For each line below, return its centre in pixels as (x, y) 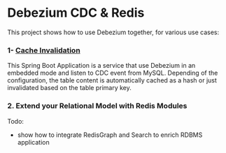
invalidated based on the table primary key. (69, 88)
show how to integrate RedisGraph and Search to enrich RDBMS (110, 135)
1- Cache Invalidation (44, 50)
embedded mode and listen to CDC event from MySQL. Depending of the (113, 73)
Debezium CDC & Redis (76, 13)
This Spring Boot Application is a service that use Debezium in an (101, 66)
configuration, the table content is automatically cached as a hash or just (112, 80)
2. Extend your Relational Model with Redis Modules (97, 106)
